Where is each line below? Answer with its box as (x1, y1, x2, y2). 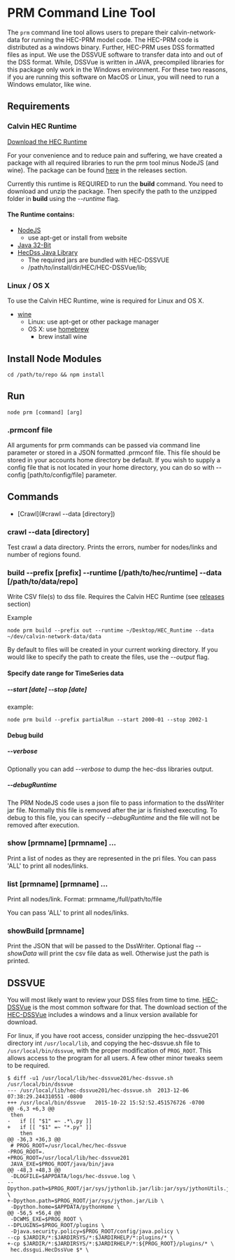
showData (7, 949, 37, 957)
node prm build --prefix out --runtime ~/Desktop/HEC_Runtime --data (7, 627, 215, 635)
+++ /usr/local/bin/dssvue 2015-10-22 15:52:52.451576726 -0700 (7, 1100, 205, 1107)
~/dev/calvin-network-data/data (7, 633, 101, 640)
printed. (7, 957, 30, 965)
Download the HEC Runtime (7, 137, 87, 146)
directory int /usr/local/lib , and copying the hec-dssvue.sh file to (7, 1039, 201, 1048)
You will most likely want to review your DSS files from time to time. (7, 996, 201, 1004)
